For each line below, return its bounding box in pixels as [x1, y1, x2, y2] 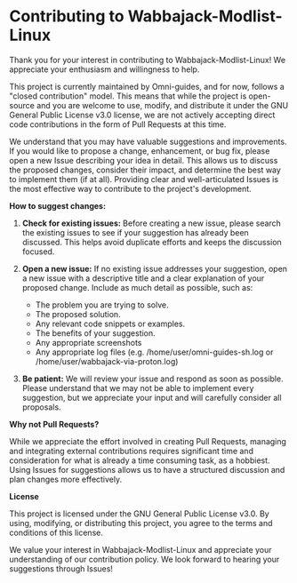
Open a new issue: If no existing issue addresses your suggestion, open [21, 263, 287, 274]
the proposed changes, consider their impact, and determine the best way [9, 164, 282, 175]
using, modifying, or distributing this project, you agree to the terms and [9, 517, 273, 528]
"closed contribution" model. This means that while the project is [9, 91, 247, 101]
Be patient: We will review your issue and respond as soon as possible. [21, 373, 284, 384]
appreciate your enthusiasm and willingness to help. [9, 64, 200, 75]
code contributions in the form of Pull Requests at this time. [9, 118, 227, 130]
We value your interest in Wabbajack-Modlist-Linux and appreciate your [9, 544, 273, 555]
